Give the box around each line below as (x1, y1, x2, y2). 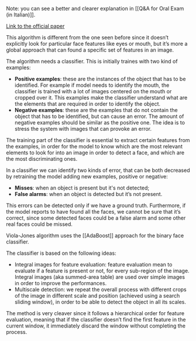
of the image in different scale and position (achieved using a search (14, 292, 180, 299)
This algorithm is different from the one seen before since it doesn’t (6, 34, 169, 40)
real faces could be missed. (6, 221, 73, 228)
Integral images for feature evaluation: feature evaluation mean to (14, 261, 173, 268)
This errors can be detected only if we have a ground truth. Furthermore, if (6, 202, 186, 209)
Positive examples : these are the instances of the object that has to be (14, 76, 186, 82)
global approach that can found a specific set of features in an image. (6, 46, 174, 53)
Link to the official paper (6, 23, 65, 29)
